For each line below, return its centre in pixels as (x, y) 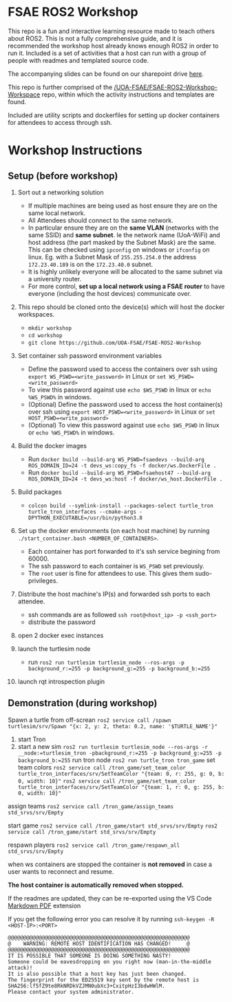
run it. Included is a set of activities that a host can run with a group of (107, 53)
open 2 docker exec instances (61, 635)
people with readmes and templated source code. (78, 60)
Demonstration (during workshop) (83, 703)
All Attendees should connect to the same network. (101, 220)
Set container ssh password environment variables (90, 355)
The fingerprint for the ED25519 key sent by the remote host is (103, 980)
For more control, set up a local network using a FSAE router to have (126, 286)
